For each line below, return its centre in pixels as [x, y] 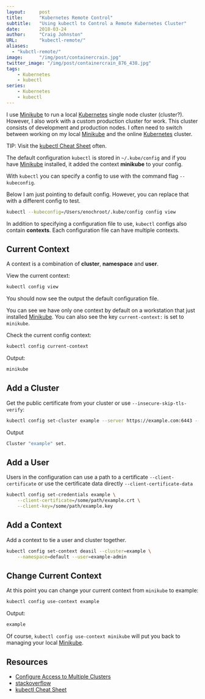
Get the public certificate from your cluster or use [69, 403]
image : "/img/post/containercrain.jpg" [64, 57]
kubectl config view [33, 287]
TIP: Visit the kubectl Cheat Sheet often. [56, 146]
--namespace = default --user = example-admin [72, 557]
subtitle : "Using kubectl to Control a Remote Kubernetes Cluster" [97, 23]
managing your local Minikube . [45, 643]
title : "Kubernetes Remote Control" [60, 18]
